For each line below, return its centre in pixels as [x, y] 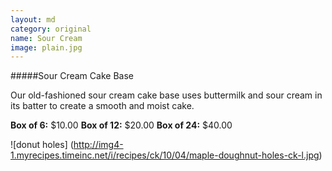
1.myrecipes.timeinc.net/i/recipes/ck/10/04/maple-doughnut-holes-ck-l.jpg [165, 155]
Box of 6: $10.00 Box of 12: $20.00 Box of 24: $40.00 [121, 125]
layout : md [33, 19]
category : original [51, 29]
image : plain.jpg [46, 47]
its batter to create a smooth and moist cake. [102, 106]
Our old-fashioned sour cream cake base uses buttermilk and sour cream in [166, 95]
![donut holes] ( [42, 145]
